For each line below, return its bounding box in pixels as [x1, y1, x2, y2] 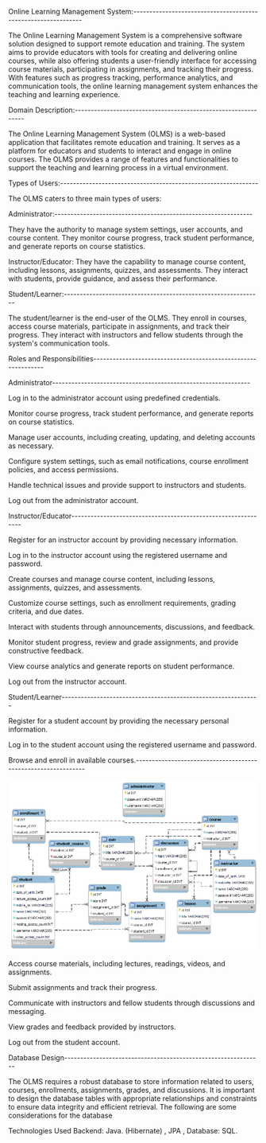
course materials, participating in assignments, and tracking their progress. [8, 64, 254, 74]
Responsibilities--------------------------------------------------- [42, 354, 256, 363]
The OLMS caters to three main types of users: [8, 194, 162, 203]
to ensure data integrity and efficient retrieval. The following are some [8, 1102, 237, 1111]
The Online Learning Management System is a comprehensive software [8, 31, 243, 40]
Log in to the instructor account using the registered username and [8, 551, 228, 560]
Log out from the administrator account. [8, 496, 139, 505]
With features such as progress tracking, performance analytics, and [8, 73, 233, 82]
